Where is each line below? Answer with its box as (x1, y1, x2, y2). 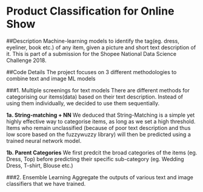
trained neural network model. (6, 137, 82, 144)
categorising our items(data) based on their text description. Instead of (6, 93, 184, 100)
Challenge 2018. (6, 57, 47, 64)
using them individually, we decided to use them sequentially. (6, 99, 159, 107)
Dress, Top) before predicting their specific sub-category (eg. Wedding (6, 155, 184, 162)
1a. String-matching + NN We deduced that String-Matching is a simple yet (6, 111, 195, 118)
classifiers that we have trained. (6, 180, 86, 187)
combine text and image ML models (6, 75, 96, 82)
